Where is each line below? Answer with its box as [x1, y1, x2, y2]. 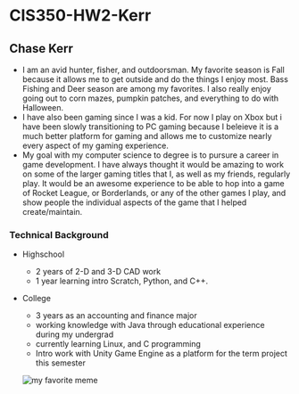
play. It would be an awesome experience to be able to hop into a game [21, 178, 286, 188]
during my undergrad [35, 329, 114, 340]
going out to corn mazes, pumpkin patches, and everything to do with [21, 93, 279, 103]
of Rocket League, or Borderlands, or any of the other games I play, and [21, 188, 287, 198]
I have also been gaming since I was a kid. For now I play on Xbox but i [21, 112, 283, 122]
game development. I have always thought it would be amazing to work [21, 160, 285, 169]
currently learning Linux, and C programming [35, 339, 201, 349]
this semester [35, 357, 87, 368]
